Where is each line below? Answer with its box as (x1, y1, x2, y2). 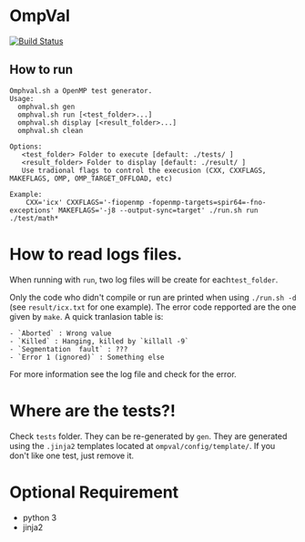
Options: (9, 142, 43, 151)
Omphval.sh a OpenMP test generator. (9, 86, 153, 96)
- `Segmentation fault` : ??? (9, 344, 128, 353)
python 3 (22, 512, 57, 523)
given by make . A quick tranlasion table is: (9, 311, 164, 322)
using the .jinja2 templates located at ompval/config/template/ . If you (9, 440, 276, 451)
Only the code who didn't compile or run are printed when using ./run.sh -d (9, 291, 297, 302)
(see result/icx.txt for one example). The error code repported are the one (9, 302, 297, 312)
